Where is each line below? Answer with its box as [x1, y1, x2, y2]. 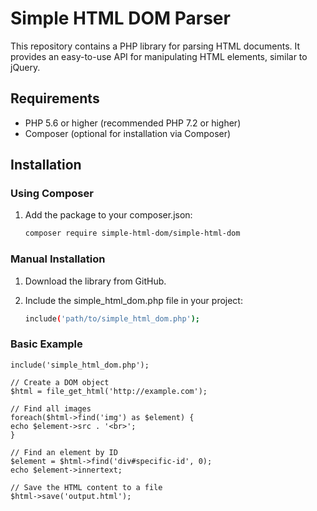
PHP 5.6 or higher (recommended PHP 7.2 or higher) [24, 117, 242, 129]
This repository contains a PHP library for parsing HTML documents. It [10, 40, 301, 52]
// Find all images [10, 403, 92, 414]
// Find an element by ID [10, 447, 118, 457]
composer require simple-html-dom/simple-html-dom [24, 228, 241, 239]
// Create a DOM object [10, 377, 110, 387]
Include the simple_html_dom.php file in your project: [24, 294, 243, 306]
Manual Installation [10, 252, 106, 266]
